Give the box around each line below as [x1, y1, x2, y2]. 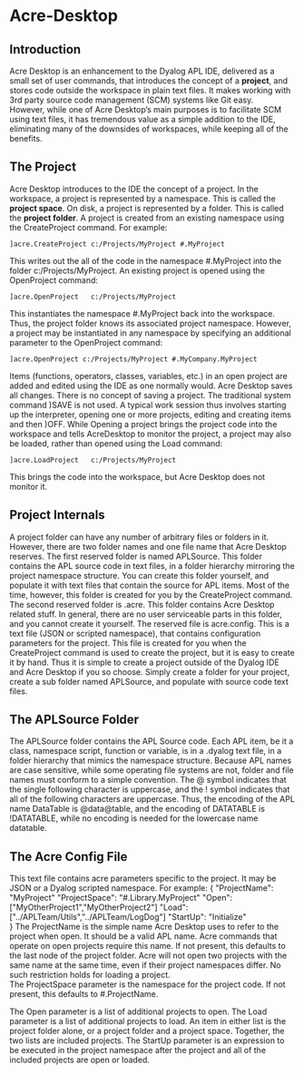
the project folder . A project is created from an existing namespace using [9, 212, 285, 223]
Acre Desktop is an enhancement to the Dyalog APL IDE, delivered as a [9, 65, 275, 76]
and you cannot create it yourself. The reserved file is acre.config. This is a [9, 618, 289, 629]
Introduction [9, 42, 82, 57]
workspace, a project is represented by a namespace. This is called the [9, 192, 277, 204]
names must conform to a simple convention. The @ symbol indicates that [9, 775, 288, 786]
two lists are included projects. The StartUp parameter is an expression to [9, 1035, 285, 1046]
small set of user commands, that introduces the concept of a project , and [9, 75, 289, 86]
